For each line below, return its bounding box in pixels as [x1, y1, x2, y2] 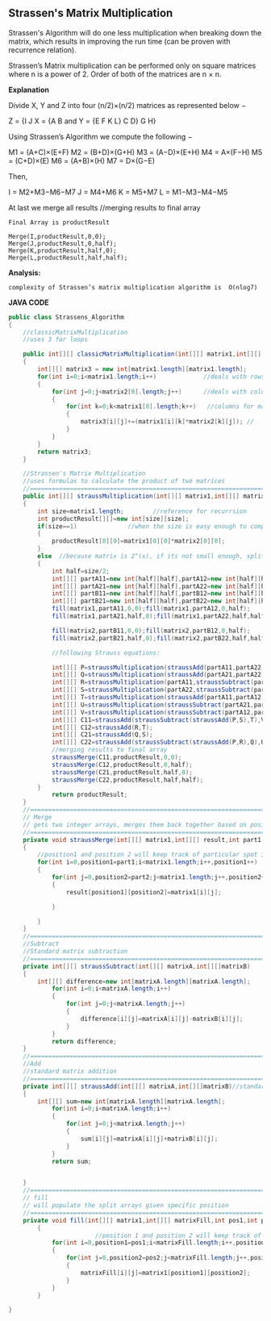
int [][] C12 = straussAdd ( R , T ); [51, 723, 153, 731]
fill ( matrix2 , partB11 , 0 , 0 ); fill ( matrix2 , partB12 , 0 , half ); [51, 627, 251, 635]
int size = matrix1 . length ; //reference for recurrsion [37, 507, 248, 515]
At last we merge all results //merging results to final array [8, 202, 201, 212]
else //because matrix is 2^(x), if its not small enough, [37, 552, 244, 560]
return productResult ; [51, 790, 128, 799]
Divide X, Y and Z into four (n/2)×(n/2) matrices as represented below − [8, 100, 247, 110]
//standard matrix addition [23, 1068, 117, 1076]
